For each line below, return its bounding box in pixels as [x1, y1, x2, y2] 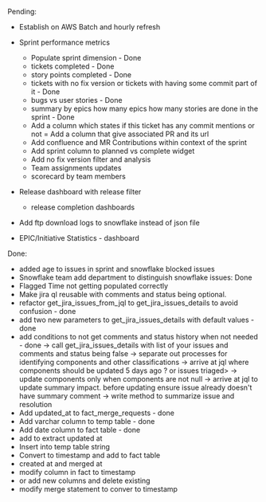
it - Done [30, 87, 61, 96]
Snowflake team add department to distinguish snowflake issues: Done [18, 273, 252, 282]
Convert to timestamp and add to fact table [18, 450, 161, 460]
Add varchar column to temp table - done [18, 417, 155, 426]
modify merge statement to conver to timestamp [18, 484, 178, 493]
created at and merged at [18, 459, 103, 469]
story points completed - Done [30, 70, 132, 79]
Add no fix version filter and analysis [30, 155, 151, 164]
